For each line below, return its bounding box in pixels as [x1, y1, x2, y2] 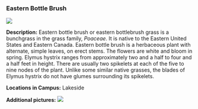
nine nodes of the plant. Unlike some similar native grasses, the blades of [6, 66, 186, 73]
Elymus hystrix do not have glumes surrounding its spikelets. [6, 73, 154, 80]
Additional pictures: [6, 97, 56, 104]
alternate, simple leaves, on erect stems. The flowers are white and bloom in [6, 47, 193, 54]
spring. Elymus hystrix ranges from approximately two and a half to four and [6, 54, 192, 61]
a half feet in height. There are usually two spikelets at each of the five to [6, 60, 184, 68]
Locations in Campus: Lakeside [6, 84, 85, 91]
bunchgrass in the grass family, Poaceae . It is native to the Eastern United [6, 35, 187, 42]
